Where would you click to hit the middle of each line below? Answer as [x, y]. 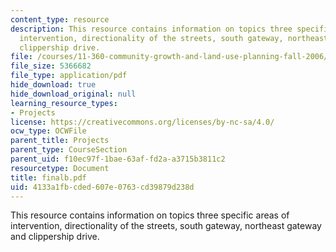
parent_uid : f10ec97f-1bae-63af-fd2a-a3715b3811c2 [118, 159]
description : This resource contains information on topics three [151, 29]
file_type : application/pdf [69, 76]
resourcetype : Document [60, 168]
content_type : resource [60, 19]
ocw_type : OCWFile [48, 131]
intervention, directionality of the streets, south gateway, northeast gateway [166, 226]
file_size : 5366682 [51, 66]
